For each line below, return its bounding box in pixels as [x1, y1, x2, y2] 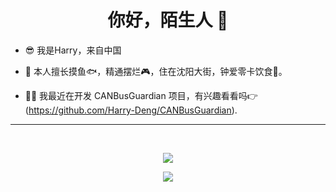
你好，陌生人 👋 [107, 9, 229, 32]
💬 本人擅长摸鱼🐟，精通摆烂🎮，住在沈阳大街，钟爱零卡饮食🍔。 [24, 65, 288, 77]
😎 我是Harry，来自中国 [24, 44, 122, 56]
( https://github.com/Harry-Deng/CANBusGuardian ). [24, 104, 238, 116]
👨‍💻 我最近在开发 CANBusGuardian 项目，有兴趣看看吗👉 [24, 89, 258, 101]
